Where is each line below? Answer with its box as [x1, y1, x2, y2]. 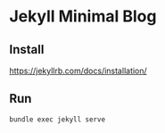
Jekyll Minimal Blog [9, 6, 157, 27]
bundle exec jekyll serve [9, 114, 105, 124]
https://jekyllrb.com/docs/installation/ [9, 65, 147, 76]
